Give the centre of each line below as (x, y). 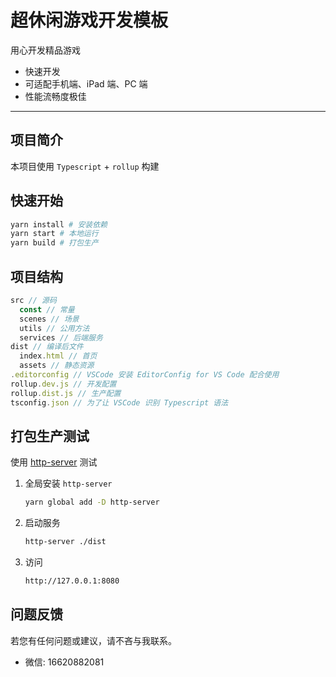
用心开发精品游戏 (45, 50)
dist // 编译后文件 (47, 347)
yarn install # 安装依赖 (59, 224)
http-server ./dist (65, 542)
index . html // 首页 (58, 356)
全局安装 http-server (68, 483)
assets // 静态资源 (57, 366)
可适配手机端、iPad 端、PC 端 (86, 83)
